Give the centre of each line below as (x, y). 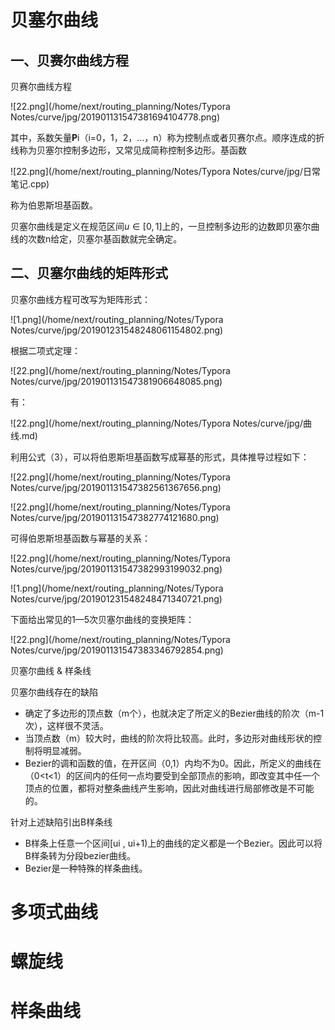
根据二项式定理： (45, 350)
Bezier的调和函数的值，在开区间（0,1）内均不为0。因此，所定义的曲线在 (173, 763)
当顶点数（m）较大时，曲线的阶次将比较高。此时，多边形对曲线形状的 (169, 738)
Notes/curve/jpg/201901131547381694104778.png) (115, 117)
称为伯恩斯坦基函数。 (54, 205)
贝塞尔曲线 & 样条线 (51, 670)
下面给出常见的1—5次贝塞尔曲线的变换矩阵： (102, 619)
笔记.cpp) (30, 184)
